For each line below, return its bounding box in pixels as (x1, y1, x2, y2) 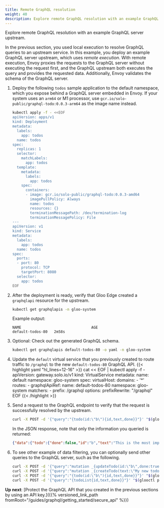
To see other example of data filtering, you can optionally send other (12, 449, 151, 455)
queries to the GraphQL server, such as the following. (12, 455, 120, 460)
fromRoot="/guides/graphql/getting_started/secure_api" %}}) (5, 497, 129, 503)
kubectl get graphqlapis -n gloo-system (12, 307, 96, 312)
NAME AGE (12, 325, 98, 330)
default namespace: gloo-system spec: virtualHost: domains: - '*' (12, 377, 144, 383)
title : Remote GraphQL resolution (5, 7, 76, 12)
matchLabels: (21, 156, 48, 161)
